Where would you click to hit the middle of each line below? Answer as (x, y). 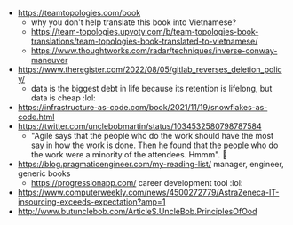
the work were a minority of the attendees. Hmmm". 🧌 (129, 154)
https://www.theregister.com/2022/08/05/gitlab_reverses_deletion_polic (150, 69)
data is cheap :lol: (63, 98)
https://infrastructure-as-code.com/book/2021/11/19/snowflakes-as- (143, 107)
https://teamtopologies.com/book (79, 13)
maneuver (49, 60)
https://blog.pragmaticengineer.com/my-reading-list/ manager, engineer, (150, 164)
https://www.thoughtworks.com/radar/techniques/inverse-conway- (154, 51)
